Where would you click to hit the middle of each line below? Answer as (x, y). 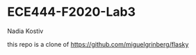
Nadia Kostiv (25, 31)
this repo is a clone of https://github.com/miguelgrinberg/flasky (98, 44)
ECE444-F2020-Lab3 (72, 12)
